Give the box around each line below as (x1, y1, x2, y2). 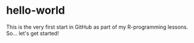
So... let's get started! (6, 29, 59, 36)
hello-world (6, 4, 66, 17)
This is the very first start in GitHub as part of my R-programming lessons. (6, 23, 189, 30)
